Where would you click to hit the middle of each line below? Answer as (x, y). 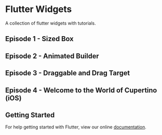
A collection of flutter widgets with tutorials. (51, 23)
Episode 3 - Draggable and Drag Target (68, 73)
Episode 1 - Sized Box (40, 39)
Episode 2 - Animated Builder (52, 56)
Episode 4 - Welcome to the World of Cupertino (81, 90)
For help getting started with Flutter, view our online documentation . (76, 127)
